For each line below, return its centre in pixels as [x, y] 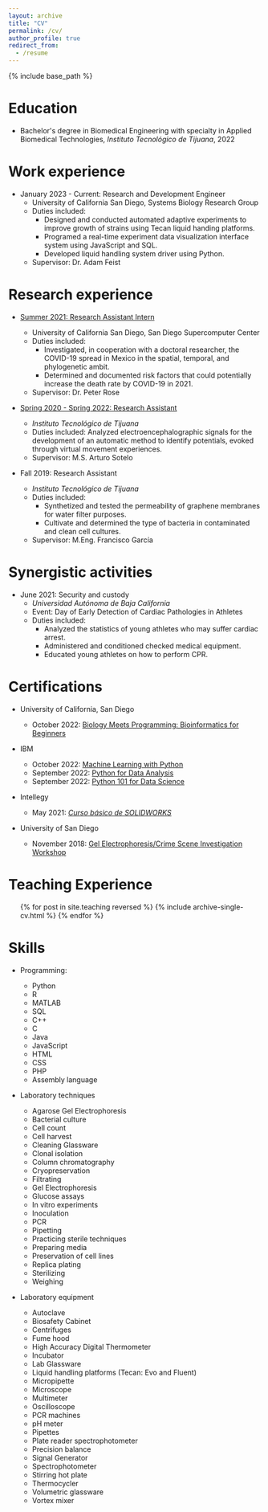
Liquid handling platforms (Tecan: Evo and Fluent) [114, 1372]
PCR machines [56, 1415]
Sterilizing [49, 1273]
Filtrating [47, 1179]
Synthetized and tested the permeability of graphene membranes [152, 505]
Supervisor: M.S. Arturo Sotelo [83, 457]
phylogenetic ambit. [77, 366]
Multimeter [50, 1398]
